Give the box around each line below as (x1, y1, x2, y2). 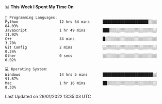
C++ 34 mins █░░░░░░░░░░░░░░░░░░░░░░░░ (5, 36, 158, 41)
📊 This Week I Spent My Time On (5, 4, 74, 10)
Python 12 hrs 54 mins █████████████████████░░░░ (5, 19, 158, 24)
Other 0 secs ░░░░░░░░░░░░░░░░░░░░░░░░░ (5, 53, 158, 58)
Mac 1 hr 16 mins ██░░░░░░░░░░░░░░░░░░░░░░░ (5, 81, 158, 86)
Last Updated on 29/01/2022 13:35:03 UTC (5, 94, 91, 99)
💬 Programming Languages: (5, 15, 57, 20)
